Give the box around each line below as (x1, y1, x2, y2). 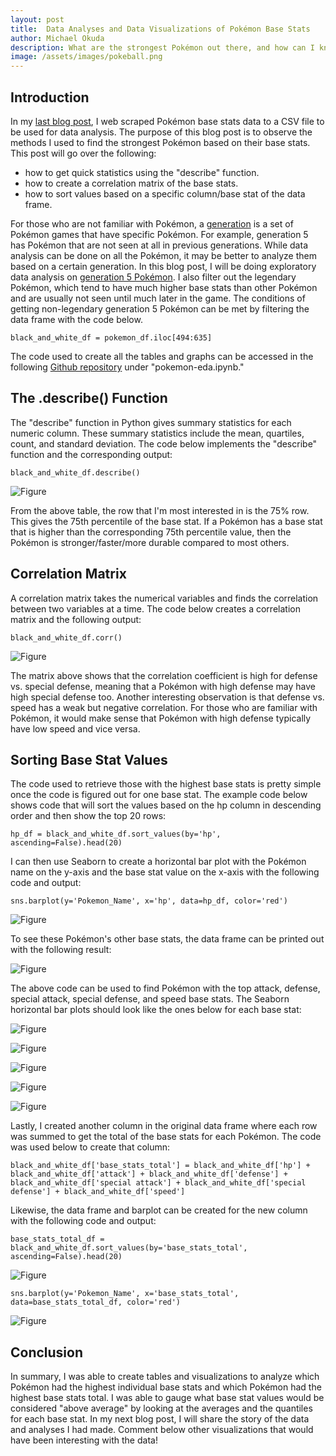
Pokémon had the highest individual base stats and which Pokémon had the (10, 1381, 322, 1393)
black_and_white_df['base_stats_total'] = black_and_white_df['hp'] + (10, 1161, 311, 1171)
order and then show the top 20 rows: (10, 810, 167, 822)
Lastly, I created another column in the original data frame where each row (10, 1120, 318, 1132)
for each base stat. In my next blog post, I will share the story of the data (10, 1413, 310, 1425)
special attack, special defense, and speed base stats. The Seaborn (10, 993, 290, 1005)
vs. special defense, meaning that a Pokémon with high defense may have (10, 680, 316, 692)
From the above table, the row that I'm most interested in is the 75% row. (10, 504, 310, 516)
